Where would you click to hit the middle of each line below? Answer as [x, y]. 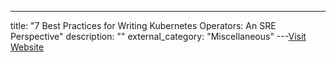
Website [27, 47]
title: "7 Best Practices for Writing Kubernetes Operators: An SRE [143, 25]
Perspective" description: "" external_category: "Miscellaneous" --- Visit [158, 36]
